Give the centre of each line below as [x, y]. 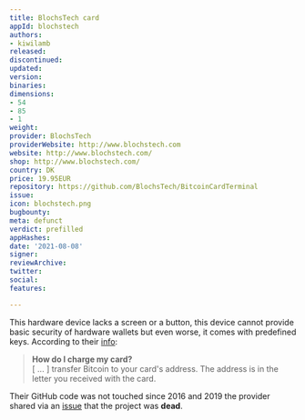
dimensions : [32, 94]
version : [26, 77]
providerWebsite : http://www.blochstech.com [95, 145]
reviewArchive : [38, 263]
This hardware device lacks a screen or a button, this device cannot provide [152, 322]
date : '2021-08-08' [46, 246]
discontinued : [36, 60]
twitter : [26, 272]
